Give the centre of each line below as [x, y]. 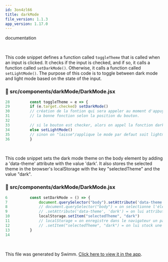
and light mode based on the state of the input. [53, 78]
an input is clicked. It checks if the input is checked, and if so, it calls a [78, 62]
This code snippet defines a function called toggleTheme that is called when [82, 57]
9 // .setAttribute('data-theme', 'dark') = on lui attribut [85, 211]
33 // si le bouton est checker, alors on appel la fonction [79, 125]
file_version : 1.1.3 [27, 19]
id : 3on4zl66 [19, 10]
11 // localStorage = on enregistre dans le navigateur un [81, 221]
